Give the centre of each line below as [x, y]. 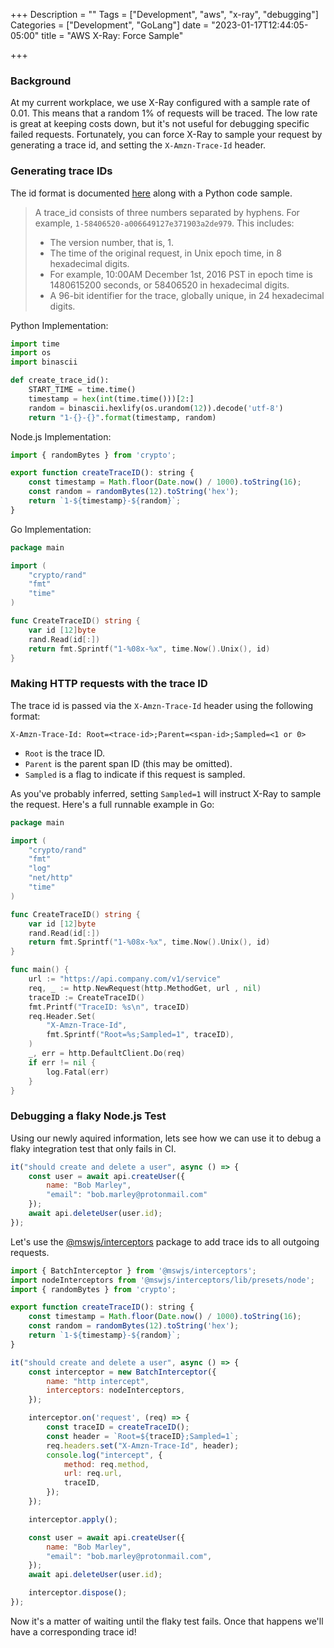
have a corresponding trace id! [73, 1631]
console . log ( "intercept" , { [104, 1455]
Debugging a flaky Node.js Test [88, 1116]
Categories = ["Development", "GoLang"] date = [110, 25]
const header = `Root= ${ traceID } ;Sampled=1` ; [143, 1436]
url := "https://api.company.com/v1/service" [125, 979]
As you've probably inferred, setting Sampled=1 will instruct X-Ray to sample [166, 793]
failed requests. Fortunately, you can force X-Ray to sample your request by [166, 135]
